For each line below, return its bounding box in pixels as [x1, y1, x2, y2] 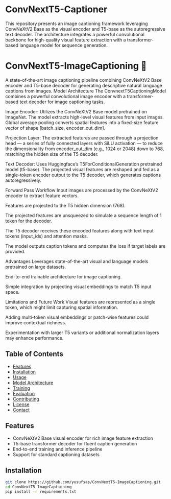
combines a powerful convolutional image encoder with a [5, 93, 126, 99]
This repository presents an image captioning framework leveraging [5, 20, 148, 27]
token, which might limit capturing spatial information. [5, 304, 118, 310]
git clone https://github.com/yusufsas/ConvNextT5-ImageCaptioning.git [5, 480, 161, 485]
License [12, 401, 30, 407]
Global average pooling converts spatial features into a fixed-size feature [5, 119, 159, 126]
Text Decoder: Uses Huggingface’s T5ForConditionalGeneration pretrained [5, 161, 162, 167]
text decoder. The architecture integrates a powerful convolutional [5, 31, 144, 37]
